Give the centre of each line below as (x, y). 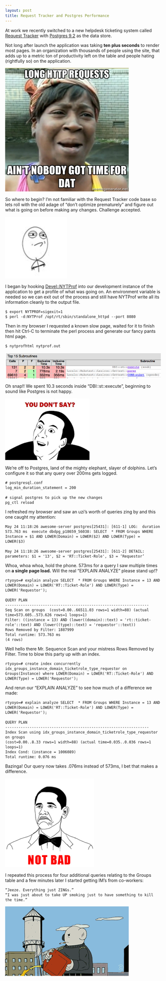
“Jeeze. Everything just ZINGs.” (40, 890)
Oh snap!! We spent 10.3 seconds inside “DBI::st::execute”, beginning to (78, 386)
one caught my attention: (31, 517)
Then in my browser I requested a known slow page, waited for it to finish (80, 326)
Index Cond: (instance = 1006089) (41, 752)
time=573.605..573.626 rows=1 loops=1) (46, 615)
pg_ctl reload (20, 502)
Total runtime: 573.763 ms (33, 635)
